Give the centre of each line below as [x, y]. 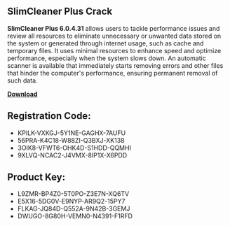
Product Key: [36, 177]
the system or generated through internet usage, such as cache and [106, 43]
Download [22, 94]
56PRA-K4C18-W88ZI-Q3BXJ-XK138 [71, 140]
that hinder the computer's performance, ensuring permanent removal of [113, 73]
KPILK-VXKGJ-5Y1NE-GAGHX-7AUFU [72, 133]
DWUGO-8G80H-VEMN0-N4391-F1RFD [75, 216]
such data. [22, 80]
